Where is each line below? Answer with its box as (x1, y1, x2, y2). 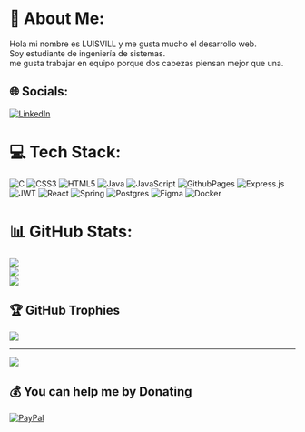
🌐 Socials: (9, 84, 69, 99)
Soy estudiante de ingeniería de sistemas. (9, 47, 166, 58)
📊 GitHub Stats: (9, 221, 133, 242)
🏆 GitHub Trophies (9, 303, 121, 318)
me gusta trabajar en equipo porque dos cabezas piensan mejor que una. (9, 57, 284, 68)
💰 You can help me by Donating (9, 384, 192, 399)
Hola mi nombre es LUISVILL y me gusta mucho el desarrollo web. (9, 38, 257, 49)
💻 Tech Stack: (9, 141, 122, 162)
